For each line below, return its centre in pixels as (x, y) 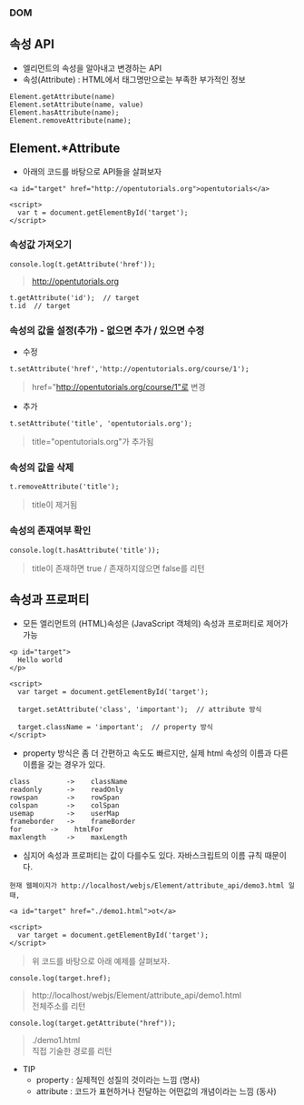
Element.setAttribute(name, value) (77, 105)
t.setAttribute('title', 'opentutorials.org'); (101, 424)
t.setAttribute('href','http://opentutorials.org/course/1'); (129, 369)
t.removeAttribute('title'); (64, 487)
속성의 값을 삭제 (42, 467)
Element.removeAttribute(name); (70, 120)
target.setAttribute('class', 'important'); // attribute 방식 (140, 709)
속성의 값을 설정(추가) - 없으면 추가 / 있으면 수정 (107, 330)
